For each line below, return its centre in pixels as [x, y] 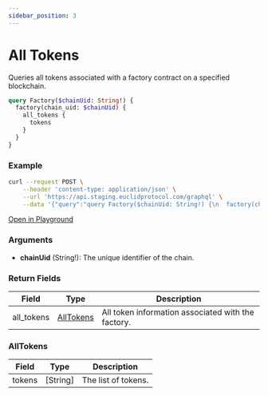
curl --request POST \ [46, 182]
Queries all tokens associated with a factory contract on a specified [119, 77]
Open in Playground [41, 220]
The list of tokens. [115, 380]
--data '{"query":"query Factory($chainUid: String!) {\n [121, 204]
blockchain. [27, 85]
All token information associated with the [178, 312]
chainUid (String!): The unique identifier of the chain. [107, 257]
